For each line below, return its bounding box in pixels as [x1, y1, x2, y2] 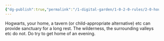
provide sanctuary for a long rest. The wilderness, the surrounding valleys [5, 25, 154, 31]
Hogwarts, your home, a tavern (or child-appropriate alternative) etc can [5, 20, 151, 26]
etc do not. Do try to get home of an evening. [5, 30, 96, 36]
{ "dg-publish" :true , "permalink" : [5, 7, 73, 12]
